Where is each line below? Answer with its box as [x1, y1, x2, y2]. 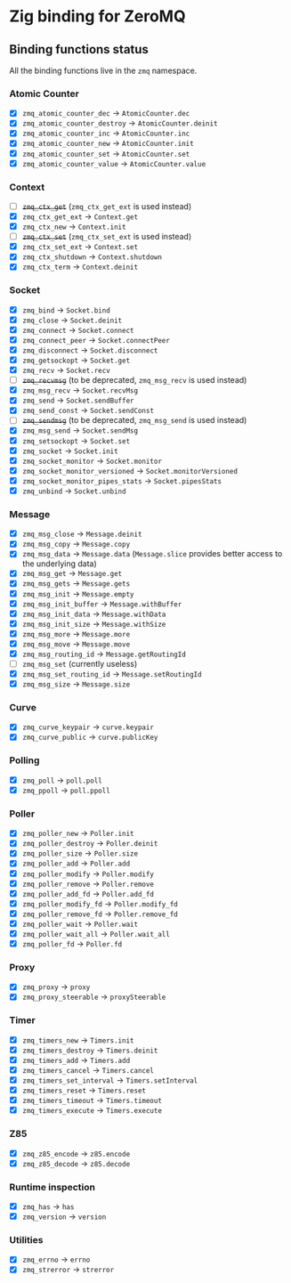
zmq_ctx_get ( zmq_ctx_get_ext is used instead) [21, 200, 192, 211]
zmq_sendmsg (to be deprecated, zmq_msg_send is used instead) [21, 415, 247, 426]
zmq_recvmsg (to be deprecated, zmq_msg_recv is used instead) [21, 375, 247, 386]
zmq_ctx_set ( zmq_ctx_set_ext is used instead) [21, 231, 192, 242]
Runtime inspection [9, 1181, 96, 1193]
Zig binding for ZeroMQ [9, 6, 186, 27]
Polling [9, 754, 40, 767]
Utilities [9, 1234, 44, 1246]
